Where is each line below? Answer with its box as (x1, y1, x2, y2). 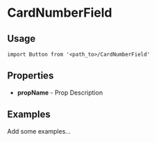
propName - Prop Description (17, 88, 103, 97)
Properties (7, 70, 54, 81)
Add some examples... (7, 127, 71, 135)
